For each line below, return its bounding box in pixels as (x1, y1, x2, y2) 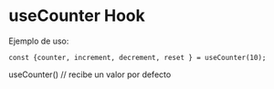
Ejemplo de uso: (8, 35, 69, 46)
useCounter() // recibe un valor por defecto (8, 69, 172, 80)
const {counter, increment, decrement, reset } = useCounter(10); (8, 53, 267, 62)
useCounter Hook (8, 5, 145, 26)
